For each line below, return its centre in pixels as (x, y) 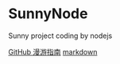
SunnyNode (48, 14)
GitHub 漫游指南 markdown (53, 51)
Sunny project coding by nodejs (60, 36)
